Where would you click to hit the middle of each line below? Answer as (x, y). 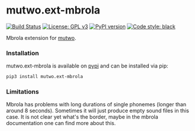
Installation (23, 53)
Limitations (23, 92)
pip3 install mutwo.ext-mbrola (45, 77)
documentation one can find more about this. (61, 123)
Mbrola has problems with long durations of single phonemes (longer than (96, 105)
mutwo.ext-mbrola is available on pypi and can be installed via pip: (87, 66)
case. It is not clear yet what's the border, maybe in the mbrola (82, 117)
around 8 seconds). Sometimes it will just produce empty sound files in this (97, 111)
